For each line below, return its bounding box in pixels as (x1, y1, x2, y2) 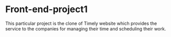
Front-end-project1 (5, 4, 88, 15)
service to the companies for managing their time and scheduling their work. (5, 25, 166, 31)
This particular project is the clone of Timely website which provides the (5, 20, 157, 26)
